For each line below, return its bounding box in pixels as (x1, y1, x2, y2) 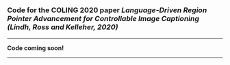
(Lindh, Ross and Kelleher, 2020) (7, 22, 118, 32)
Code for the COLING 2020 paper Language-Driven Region (7, 5, 207, 15)
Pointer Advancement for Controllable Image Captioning (7, 14, 200, 23)
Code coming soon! (7, 44, 64, 52)
